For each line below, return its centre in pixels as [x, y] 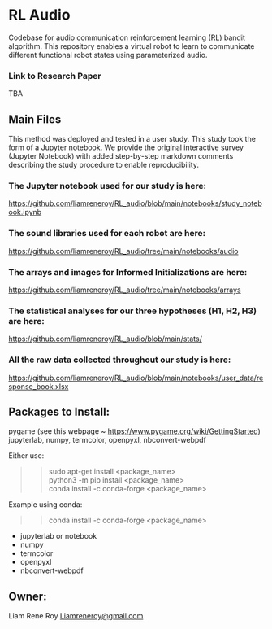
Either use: [26, 456]
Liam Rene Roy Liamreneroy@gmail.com [76, 616]
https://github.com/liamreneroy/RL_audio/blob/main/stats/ [106, 339]
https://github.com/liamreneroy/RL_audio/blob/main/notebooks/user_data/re [136, 378]
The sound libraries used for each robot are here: [107, 234]
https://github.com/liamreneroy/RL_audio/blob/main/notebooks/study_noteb [135, 203]
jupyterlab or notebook [58, 536]
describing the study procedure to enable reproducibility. [104, 165]
